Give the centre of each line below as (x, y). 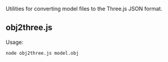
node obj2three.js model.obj (42, 53)
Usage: (15, 42)
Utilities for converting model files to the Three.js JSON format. (84, 9)
